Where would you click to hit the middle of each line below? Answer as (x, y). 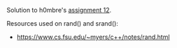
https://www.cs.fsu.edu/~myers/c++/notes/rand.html (93, 37)
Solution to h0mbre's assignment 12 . (59, 10)
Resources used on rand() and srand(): (62, 23)
